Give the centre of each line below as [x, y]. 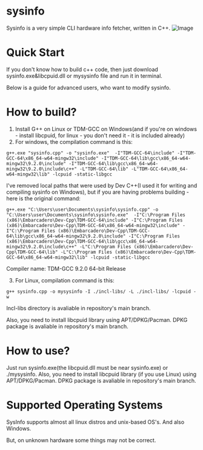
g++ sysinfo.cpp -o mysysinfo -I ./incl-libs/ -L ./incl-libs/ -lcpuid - [101, 291]
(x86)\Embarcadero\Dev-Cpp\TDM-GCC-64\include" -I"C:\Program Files [95, 220]
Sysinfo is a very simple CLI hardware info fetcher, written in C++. [88, 28]
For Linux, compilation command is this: [65, 280]
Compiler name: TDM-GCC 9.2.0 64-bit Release [66, 268]
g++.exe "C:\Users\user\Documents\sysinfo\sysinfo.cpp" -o [82, 210]
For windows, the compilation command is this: [74, 141]
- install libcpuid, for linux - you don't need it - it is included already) [100, 135]
